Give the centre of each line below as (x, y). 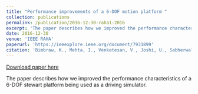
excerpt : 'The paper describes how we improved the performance (87, 28)
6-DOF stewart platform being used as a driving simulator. (77, 85)
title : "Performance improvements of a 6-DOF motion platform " (87, 12)
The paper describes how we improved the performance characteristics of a (99, 78)
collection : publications (38, 17)
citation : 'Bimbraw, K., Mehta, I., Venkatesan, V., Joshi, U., (87, 50)
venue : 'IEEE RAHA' (30, 39)
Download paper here (32, 67)
